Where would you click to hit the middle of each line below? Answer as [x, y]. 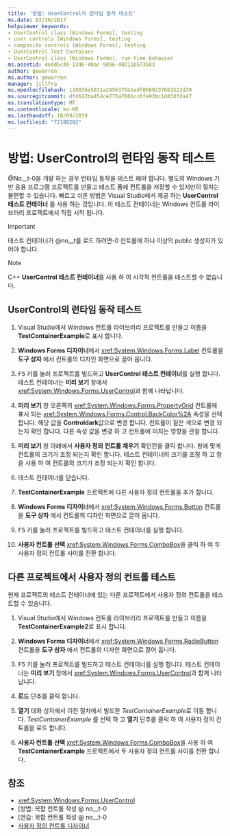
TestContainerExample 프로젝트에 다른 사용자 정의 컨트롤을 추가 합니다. [116, 493]
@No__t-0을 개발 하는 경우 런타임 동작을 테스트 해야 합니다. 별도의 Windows [110, 179]
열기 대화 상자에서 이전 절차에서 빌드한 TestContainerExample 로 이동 [111, 711]
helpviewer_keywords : [39, 26]
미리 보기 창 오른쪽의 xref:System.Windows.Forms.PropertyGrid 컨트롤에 [117, 405]
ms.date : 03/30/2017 [37, 20]
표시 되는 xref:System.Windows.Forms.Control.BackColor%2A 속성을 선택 [120, 414]
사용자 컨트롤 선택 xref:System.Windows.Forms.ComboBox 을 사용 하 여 [115, 743]
